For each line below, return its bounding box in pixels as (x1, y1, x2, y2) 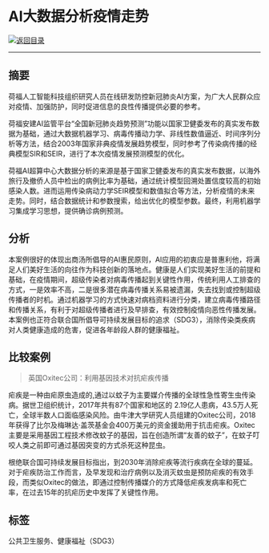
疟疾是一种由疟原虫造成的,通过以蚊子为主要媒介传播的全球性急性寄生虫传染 (8, 390, 256, 400)
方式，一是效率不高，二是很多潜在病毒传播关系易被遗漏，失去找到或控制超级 (8, 284, 261, 294)
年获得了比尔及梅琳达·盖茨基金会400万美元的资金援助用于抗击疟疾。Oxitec (8, 421, 256, 430)
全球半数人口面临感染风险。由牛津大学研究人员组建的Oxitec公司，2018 (22, 410, 256, 420)
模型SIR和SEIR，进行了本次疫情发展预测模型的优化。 (14, 148, 189, 158)
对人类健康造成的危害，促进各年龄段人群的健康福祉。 (8, 324, 184, 334)
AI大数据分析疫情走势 (8, 7, 150, 26)
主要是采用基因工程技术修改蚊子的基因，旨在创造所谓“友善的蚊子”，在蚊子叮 (8, 430, 260, 440)
